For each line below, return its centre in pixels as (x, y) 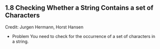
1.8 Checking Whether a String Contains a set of (79, 8)
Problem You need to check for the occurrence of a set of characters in (84, 36)
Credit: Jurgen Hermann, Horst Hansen (44, 27)
